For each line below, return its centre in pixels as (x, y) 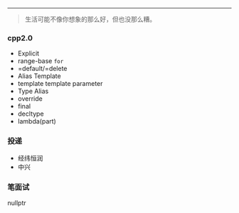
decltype (31, 114)
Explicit (28, 53)
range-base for (41, 61)
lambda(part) (37, 121)
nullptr (17, 202)
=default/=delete (42, 69)
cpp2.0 (20, 38)
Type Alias (33, 91)
